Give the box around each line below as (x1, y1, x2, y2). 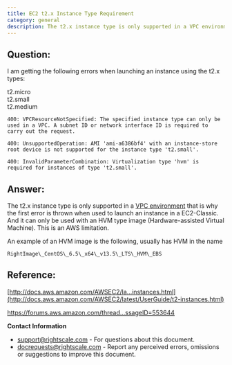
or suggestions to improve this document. (17, 350, 136, 358)
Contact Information (7, 321, 67, 330)
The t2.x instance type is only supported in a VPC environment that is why (7, 202, 218, 210)
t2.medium (7, 103, 38, 111)
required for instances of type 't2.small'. (7, 164, 137, 172)
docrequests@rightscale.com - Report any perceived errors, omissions (17, 342, 220, 350)
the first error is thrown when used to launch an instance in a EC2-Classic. (7, 209, 219, 217)
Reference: (7, 269, 56, 281)
